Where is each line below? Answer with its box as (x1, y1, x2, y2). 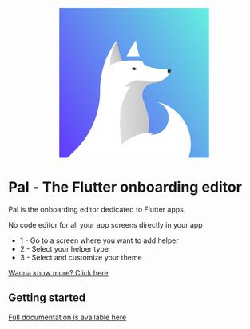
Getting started (8, 291, 86, 305)
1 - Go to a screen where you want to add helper (19, 236, 180, 245)
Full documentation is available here (8, 312, 127, 322)
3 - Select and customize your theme (19, 252, 142, 262)
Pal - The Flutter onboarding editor (8, 178, 242, 196)
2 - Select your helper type (19, 244, 109, 253)
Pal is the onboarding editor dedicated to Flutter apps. (8, 204, 186, 214)
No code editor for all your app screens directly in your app (8, 220, 203, 229)
